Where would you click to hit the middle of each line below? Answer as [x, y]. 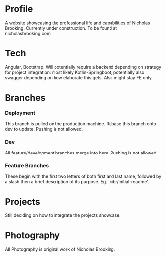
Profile [19, 9]
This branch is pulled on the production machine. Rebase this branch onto [81, 124]
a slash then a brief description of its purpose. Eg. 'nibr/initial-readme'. [77, 181]
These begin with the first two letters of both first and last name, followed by [83, 176]
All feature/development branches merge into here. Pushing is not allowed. [81, 153]
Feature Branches [27, 165]
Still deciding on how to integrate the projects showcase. [63, 215]
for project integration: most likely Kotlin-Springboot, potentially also [75, 72]
